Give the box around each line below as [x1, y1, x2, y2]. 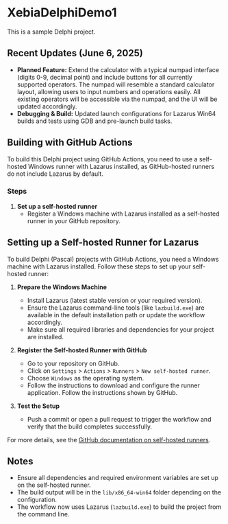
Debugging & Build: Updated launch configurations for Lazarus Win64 [16, 109, 216, 117]
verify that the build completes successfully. [27, 422, 153, 431]
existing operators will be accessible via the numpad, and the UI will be [16, 95, 218, 103]
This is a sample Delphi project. [7, 27, 96, 36]
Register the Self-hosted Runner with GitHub [16, 345, 147, 354]
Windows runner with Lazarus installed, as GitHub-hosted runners [28, 162, 214, 170]
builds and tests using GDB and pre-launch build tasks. [16, 117, 173, 125]
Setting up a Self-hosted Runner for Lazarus [7, 237, 199, 249]
